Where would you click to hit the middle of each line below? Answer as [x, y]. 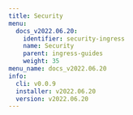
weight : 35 [41, 62]
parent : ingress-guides [63, 53]
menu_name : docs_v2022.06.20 [58, 69]
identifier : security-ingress [74, 38]
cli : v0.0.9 [36, 83]
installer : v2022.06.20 [56, 91]
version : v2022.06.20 [52, 99]
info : [17, 76]
